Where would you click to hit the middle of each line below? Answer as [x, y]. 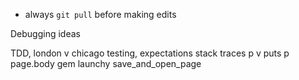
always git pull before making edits [100, 14]
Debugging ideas [45, 33]
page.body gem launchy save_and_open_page [106, 63]
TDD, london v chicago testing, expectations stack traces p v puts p [150, 53]
